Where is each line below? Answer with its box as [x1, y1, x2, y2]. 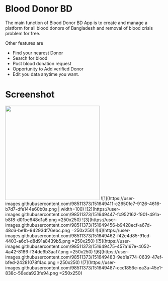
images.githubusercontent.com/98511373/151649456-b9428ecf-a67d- [5, 222, 152, 228]
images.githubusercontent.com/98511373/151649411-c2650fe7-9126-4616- [5, 201, 162, 207]
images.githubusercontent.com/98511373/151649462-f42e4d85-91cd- [5, 232, 152, 239]
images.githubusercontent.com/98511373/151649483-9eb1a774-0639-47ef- [5, 254, 163, 260]
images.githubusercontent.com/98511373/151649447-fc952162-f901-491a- [5, 211, 161, 217]
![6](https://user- [94, 248, 129, 254]
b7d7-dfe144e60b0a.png [5, 206, 57, 212]
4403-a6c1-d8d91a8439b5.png [5, 238, 71, 244]
